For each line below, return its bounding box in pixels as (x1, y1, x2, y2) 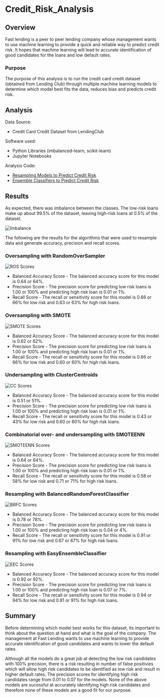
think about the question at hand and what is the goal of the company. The (5, 630, 157, 636)
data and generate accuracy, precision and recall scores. (5, 240, 121, 246)
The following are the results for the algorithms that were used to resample (5, 234, 157, 241)
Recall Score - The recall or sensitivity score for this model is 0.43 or (12, 413, 152, 419)
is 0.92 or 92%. (12, 576, 44, 582)
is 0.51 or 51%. (12, 397, 42, 403)
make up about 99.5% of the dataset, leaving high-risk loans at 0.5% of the (5, 210, 158, 216)
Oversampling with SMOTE (5, 312, 71, 319)
